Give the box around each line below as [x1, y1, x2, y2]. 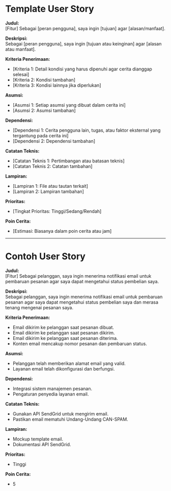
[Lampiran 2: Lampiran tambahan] [12, 188, 84, 194]
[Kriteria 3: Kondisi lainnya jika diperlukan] [12, 82, 101, 88]
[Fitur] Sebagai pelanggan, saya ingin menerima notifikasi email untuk [5, 273, 152, 279]
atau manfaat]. [5, 46, 36, 52]
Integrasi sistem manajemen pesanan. [12, 385, 93, 391]
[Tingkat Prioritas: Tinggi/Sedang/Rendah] [12, 208, 102, 214]
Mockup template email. [12, 436, 64, 442]
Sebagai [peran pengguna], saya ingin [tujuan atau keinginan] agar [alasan [5, 40, 162, 46]
